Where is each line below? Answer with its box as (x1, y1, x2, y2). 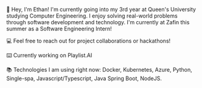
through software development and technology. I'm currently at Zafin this (6, 19, 190, 25)
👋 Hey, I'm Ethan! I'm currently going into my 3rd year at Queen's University (6, 6, 197, 13)
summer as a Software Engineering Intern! (6, 25, 113, 32)
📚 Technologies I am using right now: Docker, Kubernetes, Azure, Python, (6, 66, 193, 73)
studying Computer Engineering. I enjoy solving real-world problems (6, 12, 178, 19)
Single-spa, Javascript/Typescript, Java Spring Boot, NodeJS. (6, 75, 162, 82)
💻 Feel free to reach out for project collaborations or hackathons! (6, 37, 171, 44)
